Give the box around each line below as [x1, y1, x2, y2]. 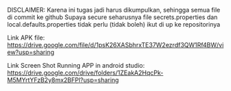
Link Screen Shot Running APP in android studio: [7, 62, 145, 69]
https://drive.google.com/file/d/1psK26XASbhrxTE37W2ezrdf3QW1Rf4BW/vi [7, 41, 224, 49]
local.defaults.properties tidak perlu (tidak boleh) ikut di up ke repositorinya [7, 21, 221, 28]
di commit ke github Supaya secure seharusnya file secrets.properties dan [7, 13, 218, 21]
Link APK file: [7, 34, 45, 42]
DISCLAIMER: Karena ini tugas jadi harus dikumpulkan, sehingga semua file [7, 6, 221, 14]
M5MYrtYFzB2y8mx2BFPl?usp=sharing [7, 76, 119, 84]
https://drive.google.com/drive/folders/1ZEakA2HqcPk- [7, 68, 164, 77]
